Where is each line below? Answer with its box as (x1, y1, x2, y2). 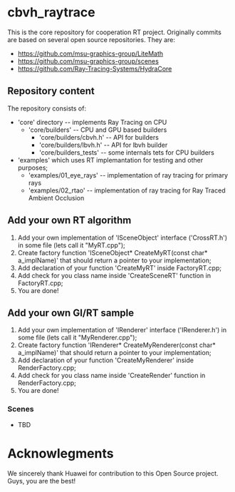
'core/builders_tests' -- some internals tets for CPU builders (38, 148, 215, 157)
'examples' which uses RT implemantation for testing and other (17, 155, 204, 164)
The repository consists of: (7, 104, 87, 113)
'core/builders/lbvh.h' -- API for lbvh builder (38, 140, 168, 149)
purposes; (17, 163, 48, 172)
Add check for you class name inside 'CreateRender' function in (17, 371, 206, 380)
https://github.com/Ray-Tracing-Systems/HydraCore (17, 64, 172, 73)
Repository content (7, 85, 95, 97)
